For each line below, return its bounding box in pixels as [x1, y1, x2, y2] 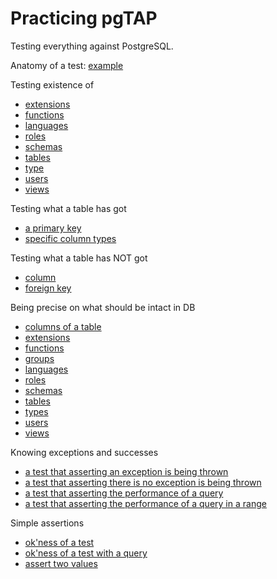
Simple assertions [10, 517, 85, 529]
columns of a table [24, 320, 102, 332]
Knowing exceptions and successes [10, 446, 159, 458]
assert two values [24, 557, 98, 569]
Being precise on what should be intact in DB [10, 301, 196, 313]
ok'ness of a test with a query [24, 547, 148, 559]
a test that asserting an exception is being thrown [24, 465, 229, 477]
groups [24, 352, 55, 364]
